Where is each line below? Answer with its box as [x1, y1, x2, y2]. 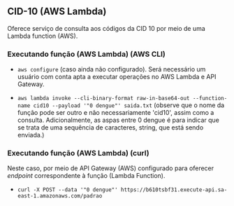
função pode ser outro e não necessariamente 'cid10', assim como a [17, 109, 214, 117]
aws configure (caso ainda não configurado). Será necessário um [17, 65, 206, 74]
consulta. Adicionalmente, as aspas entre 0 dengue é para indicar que [17, 116, 220, 125]
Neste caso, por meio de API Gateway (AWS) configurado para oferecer [7, 164, 214, 172]
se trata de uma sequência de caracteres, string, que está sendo [17, 123, 204, 132]
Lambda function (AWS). [7, 32, 78, 40]
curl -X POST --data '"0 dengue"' [17, 186, 118, 193]
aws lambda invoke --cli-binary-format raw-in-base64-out [17, 95, 190, 102]
